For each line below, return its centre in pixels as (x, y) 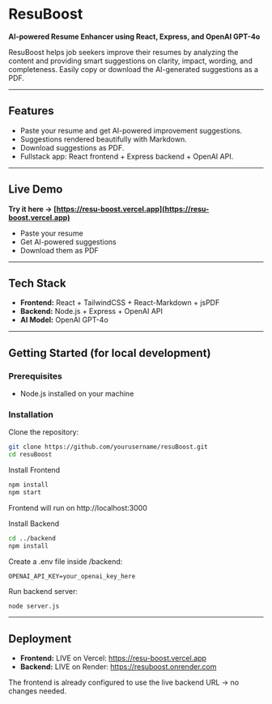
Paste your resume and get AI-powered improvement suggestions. (131, 130)
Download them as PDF (59, 250)
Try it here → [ (32, 209)
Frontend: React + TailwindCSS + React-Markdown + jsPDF (120, 303)
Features (31, 111)
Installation (31, 414)
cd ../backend (32, 538)
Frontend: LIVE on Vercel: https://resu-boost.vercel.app (113, 658)
